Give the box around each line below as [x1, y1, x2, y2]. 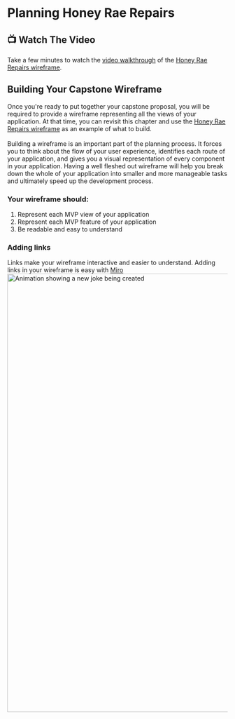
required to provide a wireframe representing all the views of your [7, 109, 197, 118]
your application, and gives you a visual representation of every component [7, 154, 225, 163]
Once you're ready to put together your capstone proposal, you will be [7, 102, 211, 110]
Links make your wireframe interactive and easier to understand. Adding [7, 258, 215, 267]
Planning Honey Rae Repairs [7, 5, 175, 21]
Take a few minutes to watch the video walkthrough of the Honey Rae [7, 56, 208, 64]
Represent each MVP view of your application [17, 210, 150, 219]
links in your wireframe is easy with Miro [7, 266, 124, 274]
